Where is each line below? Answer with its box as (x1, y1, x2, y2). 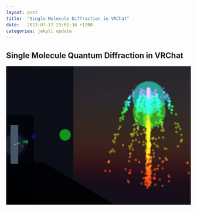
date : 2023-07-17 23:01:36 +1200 (6, 22, 93, 28)
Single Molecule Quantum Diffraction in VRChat (6, 50, 184, 60)
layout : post (6, 9, 38, 15)
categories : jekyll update (6, 28, 72, 34)
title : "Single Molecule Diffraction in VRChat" (6, 15, 130, 22)
